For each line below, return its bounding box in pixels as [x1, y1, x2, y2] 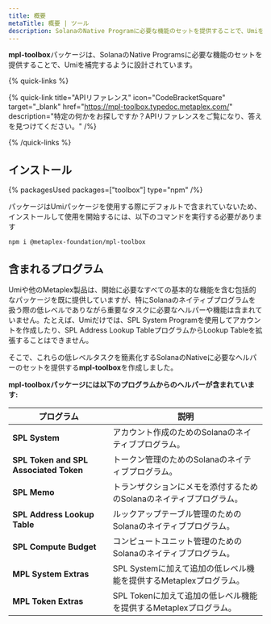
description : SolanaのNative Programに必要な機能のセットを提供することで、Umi [8, 27, 258, 35]
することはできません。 [15, 336, 94, 345]
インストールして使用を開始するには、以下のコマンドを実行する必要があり [8, 211, 256, 222]
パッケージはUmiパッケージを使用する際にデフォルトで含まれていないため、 [8, 202, 262, 211]
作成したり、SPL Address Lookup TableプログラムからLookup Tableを [22, 325, 256, 335]
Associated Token [12, 465, 83, 475]
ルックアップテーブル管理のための [112, 509, 242, 519]
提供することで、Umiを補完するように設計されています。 [8, 60, 198, 69]
